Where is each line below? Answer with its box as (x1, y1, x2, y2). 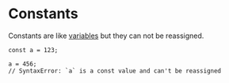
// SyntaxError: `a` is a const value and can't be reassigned (8, 66, 222, 75)
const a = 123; (8, 46, 59, 54)
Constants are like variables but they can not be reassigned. (8, 31, 204, 40)
